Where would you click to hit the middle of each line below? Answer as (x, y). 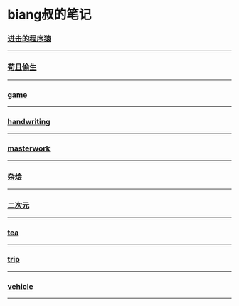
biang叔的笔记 (49, 15)
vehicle (20, 286)
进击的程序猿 (30, 39)
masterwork (29, 148)
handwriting (29, 122)
